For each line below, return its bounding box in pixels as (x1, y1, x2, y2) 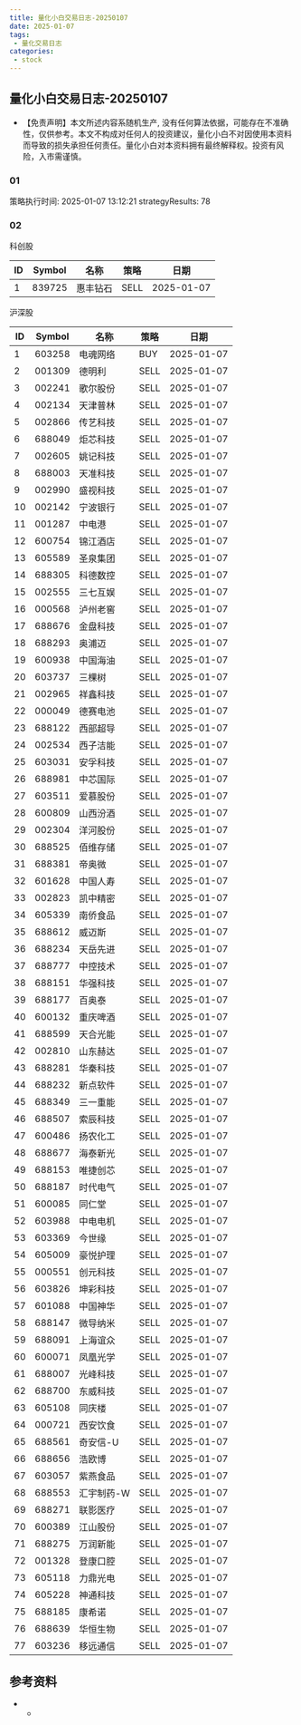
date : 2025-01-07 (9, 22, 75, 31)
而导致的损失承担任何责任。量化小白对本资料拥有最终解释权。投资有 (22, 140, 277, 150)
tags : (9, 30, 30, 39)
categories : (9, 47, 54, 56)
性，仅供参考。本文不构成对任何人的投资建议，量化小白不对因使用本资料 (22, 128, 292, 139)
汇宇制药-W (79, 1488, 131, 1500)
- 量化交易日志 (13, 38, 62, 48)
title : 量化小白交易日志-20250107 (9, 13, 128, 23)
